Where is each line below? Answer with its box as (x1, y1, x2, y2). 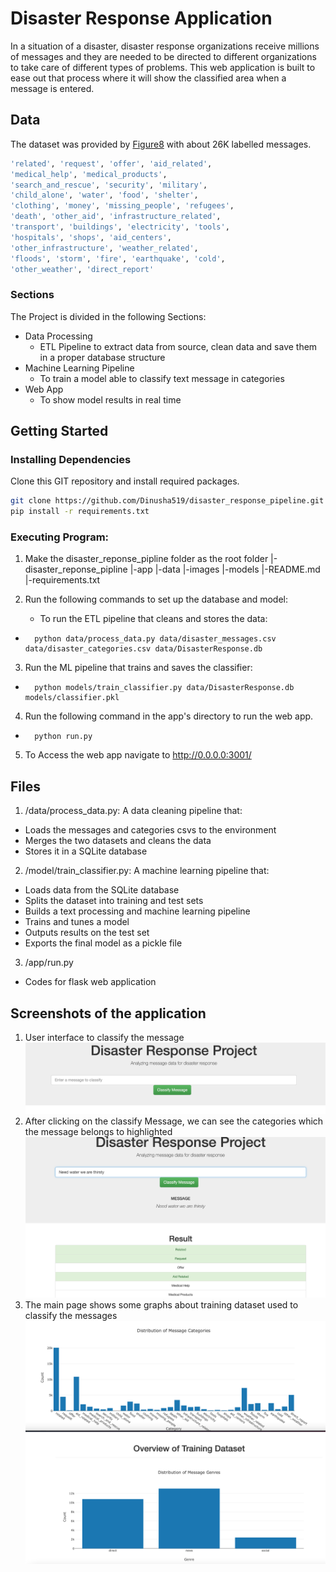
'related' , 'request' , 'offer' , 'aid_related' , (10, 158, 213, 169)
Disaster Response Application (10, 7, 273, 30)
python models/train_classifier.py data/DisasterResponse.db (34, 683, 295, 693)
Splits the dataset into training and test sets (24, 895, 204, 907)
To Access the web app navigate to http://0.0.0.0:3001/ (24, 749, 252, 761)
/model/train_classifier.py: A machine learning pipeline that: (24, 865, 270, 877)
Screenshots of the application (10, 1005, 207, 1022)
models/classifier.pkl (24, 693, 120, 703)
